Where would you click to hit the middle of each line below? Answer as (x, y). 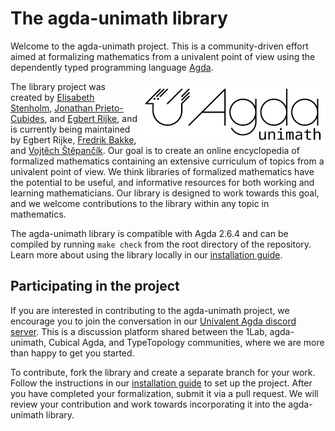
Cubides (27, 118)
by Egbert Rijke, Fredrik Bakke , (73, 139)
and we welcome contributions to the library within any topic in (140, 203)
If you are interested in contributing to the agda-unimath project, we (150, 310)
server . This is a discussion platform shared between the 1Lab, (139, 331)
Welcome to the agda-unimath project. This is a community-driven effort (159, 46)
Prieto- (109, 108)
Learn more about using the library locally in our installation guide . (146, 254)
